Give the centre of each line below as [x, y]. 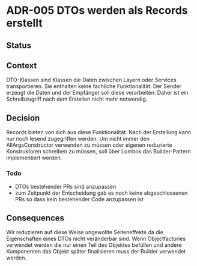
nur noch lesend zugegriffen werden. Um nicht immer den [78, 139]
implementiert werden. [34, 158]
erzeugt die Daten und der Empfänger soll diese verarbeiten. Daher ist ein [97, 93]
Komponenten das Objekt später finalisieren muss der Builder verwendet [96, 252]
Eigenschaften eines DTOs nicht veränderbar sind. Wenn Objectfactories [96, 239]
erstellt [25, 23]
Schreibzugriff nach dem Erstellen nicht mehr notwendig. [77, 99]
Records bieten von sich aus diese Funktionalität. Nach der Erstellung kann [99, 132]
